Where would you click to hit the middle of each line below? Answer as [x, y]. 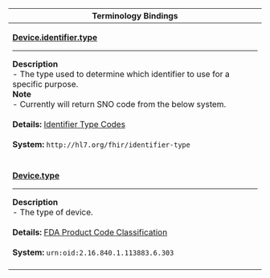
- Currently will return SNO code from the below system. [119, 104]
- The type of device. [53, 212]
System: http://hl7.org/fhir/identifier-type [101, 144]
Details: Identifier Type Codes [69, 124]
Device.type [36, 176]
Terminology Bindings [135, 16]
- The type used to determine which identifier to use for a [121, 74]
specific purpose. [45, 84]
